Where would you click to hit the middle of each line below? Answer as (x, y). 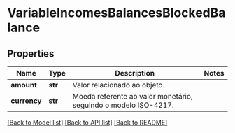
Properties (31, 54)
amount (24, 85)
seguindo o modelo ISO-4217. (123, 105)
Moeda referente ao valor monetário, (133, 96)
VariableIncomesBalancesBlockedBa (116, 13)
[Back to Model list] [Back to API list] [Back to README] (87, 122)
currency (26, 101)
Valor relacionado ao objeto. (119, 85)
